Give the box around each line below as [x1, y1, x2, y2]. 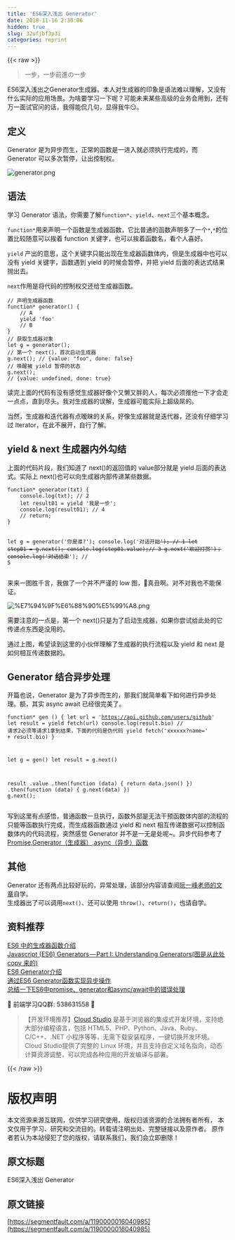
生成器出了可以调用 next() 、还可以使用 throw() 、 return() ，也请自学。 [7, 898, 210, 906]
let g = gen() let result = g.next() [7, 757, 118, 764]
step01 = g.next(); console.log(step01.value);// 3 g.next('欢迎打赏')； [7, 545, 222, 552]
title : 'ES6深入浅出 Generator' [7, 10, 98, 18]
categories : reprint [7, 37, 68, 44]
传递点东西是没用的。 [7, 624, 69, 633]
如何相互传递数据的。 [7, 648, 69, 657]
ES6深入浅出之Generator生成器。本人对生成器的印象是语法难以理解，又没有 [7, 85, 227, 94]
